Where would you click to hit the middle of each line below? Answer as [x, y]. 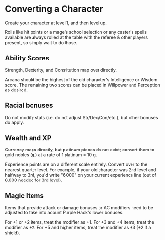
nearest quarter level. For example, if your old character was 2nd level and [81, 170]
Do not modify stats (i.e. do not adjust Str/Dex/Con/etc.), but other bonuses [82, 117]
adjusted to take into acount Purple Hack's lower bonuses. [64, 213]
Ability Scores [27, 58]
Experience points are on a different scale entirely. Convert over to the [76, 165]
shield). [13, 233]
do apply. [15, 122]
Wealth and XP [28, 138]
